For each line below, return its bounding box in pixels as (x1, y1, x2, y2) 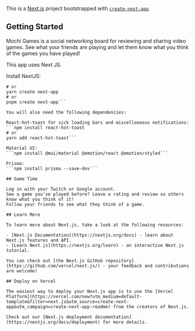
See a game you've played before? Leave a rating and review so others (6, 191, 184, 197)
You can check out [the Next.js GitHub (6, 257, 103, 264)
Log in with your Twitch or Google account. (6, 186, 116, 192)
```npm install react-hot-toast (6, 125, 85, 130)
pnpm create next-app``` (6, 99, 67, 105)
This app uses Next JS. (6, 61, 62, 68)
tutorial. (6, 247, 30, 253)
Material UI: (6, 145, 38, 151)
